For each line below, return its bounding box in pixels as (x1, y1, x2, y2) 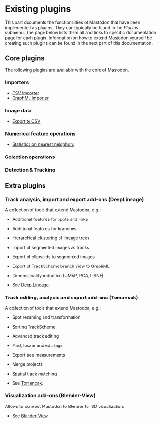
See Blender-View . (12, 413, 49, 419)
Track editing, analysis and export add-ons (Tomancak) (5, 294, 138, 301)
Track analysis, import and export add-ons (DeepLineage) (5, 196, 144, 203)
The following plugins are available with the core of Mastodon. (5, 67, 129, 73)
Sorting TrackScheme (12, 324, 56, 330)
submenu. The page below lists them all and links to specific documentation (5, 30, 156, 35)
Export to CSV (12, 118, 41, 124)
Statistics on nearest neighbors (12, 141, 74, 147)
